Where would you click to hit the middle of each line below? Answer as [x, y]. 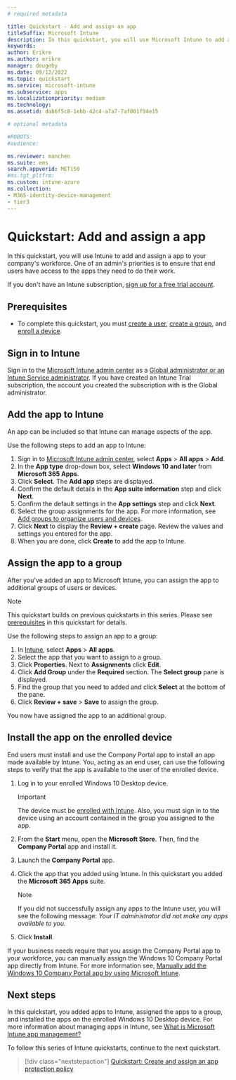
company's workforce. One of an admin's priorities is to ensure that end [111, 264]
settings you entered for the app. [65, 533]
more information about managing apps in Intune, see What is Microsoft [111, 1027]
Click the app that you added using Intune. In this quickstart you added [120, 873]
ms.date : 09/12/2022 [38, 72]
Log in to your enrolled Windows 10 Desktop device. [93, 783]
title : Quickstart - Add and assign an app [72, 26]
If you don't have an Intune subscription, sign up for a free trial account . [111, 285]
